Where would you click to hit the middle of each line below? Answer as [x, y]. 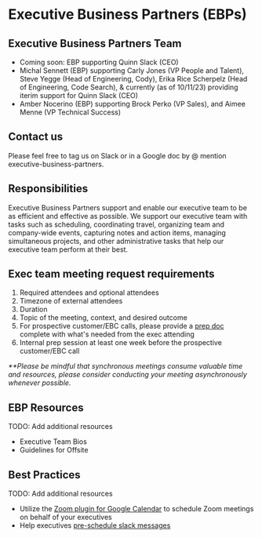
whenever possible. [40, 383]
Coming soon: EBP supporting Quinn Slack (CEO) [99, 62]
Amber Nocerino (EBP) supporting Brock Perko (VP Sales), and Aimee [132, 104]
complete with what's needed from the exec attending [107, 334]
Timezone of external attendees [71, 301]
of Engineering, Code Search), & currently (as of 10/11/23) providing [129, 87]
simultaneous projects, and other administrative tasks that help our [116, 241]
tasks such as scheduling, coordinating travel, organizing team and [116, 224]
